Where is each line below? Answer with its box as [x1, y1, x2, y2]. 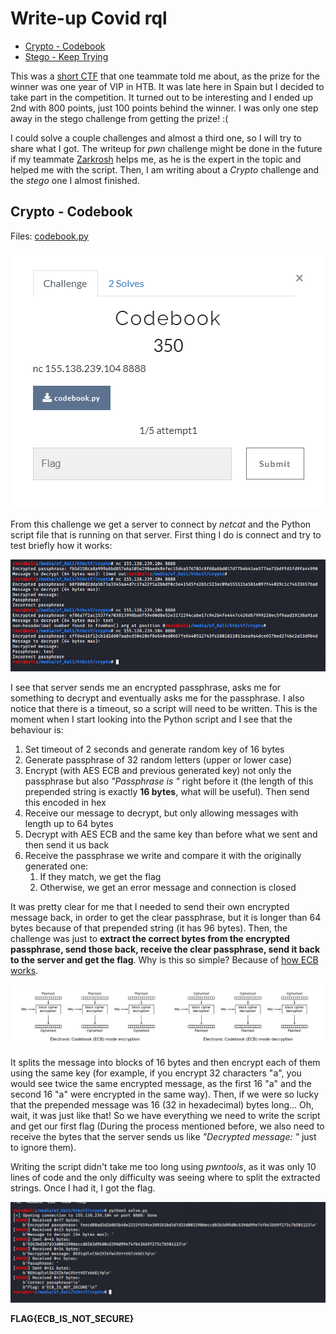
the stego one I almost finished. [10, 174, 140, 186]
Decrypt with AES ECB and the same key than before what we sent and [24, 828, 318, 840]
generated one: [24, 860, 89, 872]
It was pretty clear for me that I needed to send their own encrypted [10, 900, 290, 912]
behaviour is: [10, 723, 64, 736]
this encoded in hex [24, 796, 107, 808]
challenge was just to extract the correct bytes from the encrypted [10, 932, 290, 944]
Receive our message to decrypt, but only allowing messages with [24, 807, 299, 819]
